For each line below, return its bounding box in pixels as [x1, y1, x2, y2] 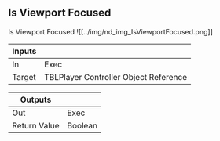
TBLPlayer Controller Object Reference [44, 71, 188, 82]
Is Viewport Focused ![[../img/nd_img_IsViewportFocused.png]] [8, 27, 214, 36]
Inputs [12, 45, 37, 56]
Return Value [12, 120, 60, 131]
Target [12, 71, 37, 82]
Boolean [66, 120, 98, 131]
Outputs [20, 94, 52, 105]
